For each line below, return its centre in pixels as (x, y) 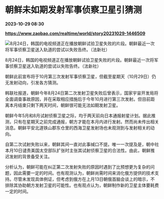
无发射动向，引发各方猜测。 (33, 82)
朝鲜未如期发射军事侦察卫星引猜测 (74, 10)
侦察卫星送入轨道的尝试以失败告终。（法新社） (55, 66)
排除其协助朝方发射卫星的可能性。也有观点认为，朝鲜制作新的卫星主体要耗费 (82, 185)
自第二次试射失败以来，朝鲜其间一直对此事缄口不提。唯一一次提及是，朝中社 (82, 144)
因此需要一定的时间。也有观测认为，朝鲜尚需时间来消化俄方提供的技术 (84, 173)
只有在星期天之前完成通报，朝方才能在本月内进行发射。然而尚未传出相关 (86, 122)
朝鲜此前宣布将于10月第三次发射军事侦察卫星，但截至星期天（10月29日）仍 (81, 76)
